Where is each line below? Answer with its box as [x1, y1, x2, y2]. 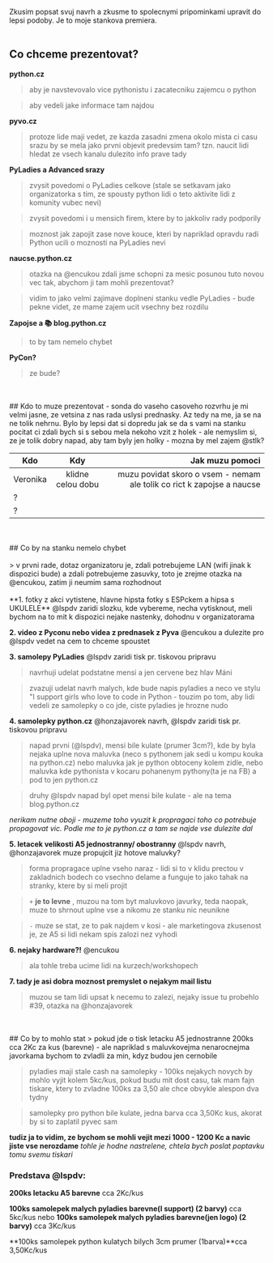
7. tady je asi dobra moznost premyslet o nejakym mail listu [9, 976, 212, 986]
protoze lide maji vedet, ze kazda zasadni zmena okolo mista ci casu [28, 131, 258, 141]
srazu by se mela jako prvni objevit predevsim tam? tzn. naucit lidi [28, 140, 250, 150]
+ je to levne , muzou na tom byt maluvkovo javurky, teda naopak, [28, 896, 249, 906]
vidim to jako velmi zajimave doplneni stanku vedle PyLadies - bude [28, 293, 255, 303]
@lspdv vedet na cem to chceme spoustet [9, 636, 151, 646]
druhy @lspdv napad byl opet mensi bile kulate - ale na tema [28, 790, 232, 800]
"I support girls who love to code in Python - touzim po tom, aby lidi [28, 692, 255, 702]
